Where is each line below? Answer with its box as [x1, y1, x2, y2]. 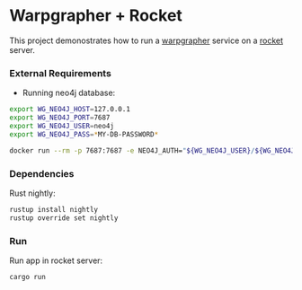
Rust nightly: [9, 188, 56, 198]
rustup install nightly [9, 205, 99, 214]
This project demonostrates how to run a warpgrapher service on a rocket [9, 35, 284, 46]
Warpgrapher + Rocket [9, 5, 182, 26]
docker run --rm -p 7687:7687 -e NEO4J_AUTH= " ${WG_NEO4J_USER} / [9, 145, 255, 155]
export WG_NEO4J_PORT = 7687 [9, 113, 111, 122]
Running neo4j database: [22, 87, 116, 99]
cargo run [9, 272, 47, 281]
